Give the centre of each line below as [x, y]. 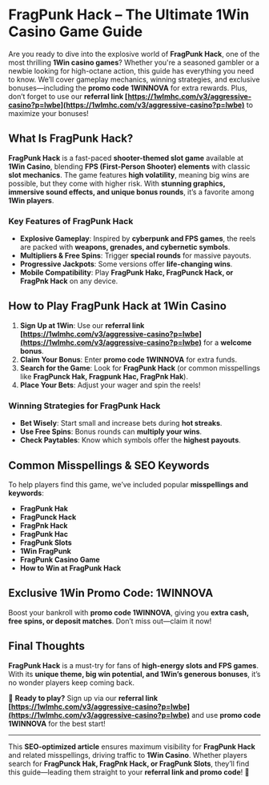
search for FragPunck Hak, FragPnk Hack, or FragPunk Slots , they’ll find [129, 763]
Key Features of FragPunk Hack [71, 221]
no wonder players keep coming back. [71, 683]
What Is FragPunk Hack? [71, 139]
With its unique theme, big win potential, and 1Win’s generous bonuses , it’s [134, 674]
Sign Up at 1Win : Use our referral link [82, 325]
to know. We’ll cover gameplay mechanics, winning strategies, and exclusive [134, 79]
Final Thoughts [47, 646]
